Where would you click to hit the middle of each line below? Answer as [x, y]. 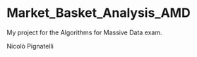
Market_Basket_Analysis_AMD [99, 13]
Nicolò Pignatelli [30, 46]
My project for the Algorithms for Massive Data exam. [85, 32]
